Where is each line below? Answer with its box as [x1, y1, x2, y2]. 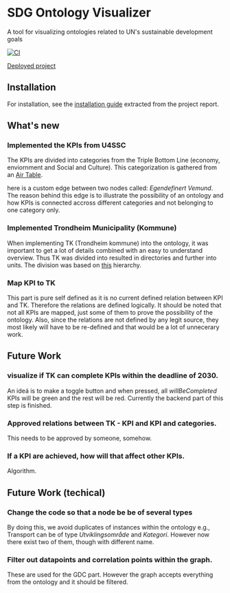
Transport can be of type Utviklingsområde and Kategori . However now [7, 530, 210, 539]
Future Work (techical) [7, 487, 106, 499]
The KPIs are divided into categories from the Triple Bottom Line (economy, [7, 156, 220, 165]
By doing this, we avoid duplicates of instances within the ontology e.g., [7, 523, 211, 531]
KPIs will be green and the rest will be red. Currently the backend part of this [7, 394, 224, 402]
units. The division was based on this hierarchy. [7, 260, 142, 269]
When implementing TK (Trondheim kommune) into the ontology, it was [7, 239, 209, 247]
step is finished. [7, 401, 52, 409]
